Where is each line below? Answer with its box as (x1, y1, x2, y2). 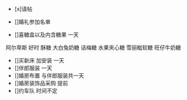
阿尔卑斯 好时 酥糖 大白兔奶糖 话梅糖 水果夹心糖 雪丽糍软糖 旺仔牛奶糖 (5, 44, 182, 51)
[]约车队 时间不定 (14, 87, 58, 94)
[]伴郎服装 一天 (14, 64, 52, 72)
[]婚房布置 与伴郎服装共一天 (14, 72, 84, 79)
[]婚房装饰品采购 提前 (14, 79, 68, 87)
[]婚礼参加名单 (14, 18, 51, 25)
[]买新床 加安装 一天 (14, 57, 64, 64)
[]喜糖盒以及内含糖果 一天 (14, 31, 79, 38)
